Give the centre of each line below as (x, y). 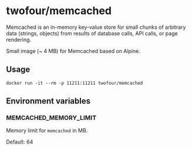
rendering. (18, 39)
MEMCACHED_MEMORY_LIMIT (51, 118)
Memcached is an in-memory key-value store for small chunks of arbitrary (96, 27)
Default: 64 (20, 142)
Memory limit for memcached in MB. (47, 131)
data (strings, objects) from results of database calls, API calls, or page (92, 33)
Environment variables (48, 101)
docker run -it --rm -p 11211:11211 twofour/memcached (75, 83)
